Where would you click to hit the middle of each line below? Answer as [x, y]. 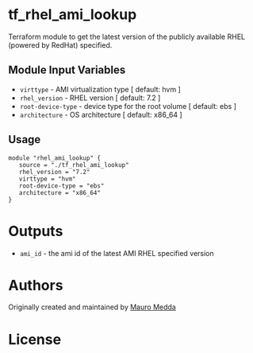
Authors [36, 285]
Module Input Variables [67, 70]
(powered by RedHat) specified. [60, 45]
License [35, 339]
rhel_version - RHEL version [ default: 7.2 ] [90, 98]
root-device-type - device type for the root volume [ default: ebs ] [128, 106]
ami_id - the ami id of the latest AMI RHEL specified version [117, 253]
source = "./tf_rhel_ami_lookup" [74, 165]
